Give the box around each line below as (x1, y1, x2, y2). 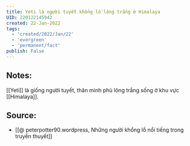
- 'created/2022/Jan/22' (11, 31, 74, 37)
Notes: (6, 71, 32, 81)
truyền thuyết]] (14, 133, 52, 140)
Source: (6, 110, 37, 121)
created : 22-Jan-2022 (6, 20, 61, 26)
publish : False (6, 48, 45, 54)
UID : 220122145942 (6, 14, 52, 21)
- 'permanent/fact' (11, 43, 61, 49)
